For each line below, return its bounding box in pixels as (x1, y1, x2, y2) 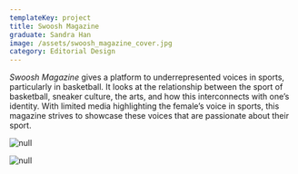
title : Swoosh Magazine (9, 22, 100, 31)
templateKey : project (9, 13, 92, 23)
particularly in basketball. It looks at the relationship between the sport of (9, 82, 283, 92)
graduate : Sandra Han (9, 30, 92, 39)
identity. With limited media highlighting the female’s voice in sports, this (9, 101, 280, 111)
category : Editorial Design (9, 47, 116, 56)
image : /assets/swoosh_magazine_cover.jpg (9, 38, 173, 48)
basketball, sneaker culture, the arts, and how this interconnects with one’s (9, 92, 290, 102)
